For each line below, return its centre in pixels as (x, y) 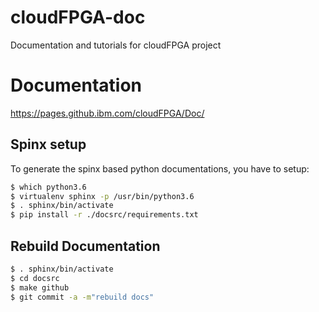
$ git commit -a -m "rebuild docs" (82, 297)
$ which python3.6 (48, 187)
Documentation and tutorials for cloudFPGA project (116, 45)
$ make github (40, 287)
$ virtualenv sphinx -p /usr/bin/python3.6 (102, 196)
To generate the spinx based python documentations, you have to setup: (160, 168)
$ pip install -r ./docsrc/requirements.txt (104, 215)
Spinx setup (48, 144)
